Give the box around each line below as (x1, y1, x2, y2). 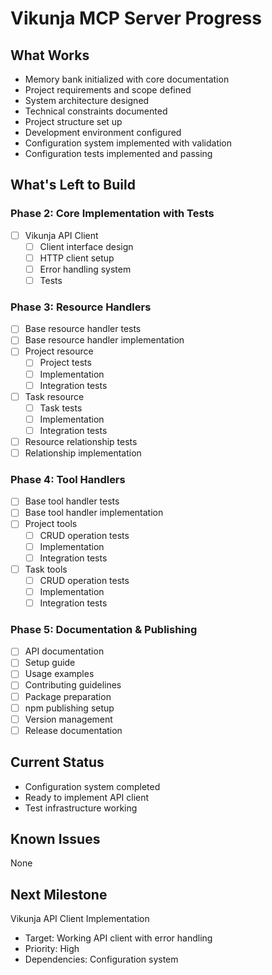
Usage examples (24, 668, 95, 680)
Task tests (39, 402, 83, 414)
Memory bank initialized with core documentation (24, 73, 230, 85)
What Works (10, 47, 90, 64)
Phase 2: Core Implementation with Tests (10, 207, 215, 221)
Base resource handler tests (24, 323, 142, 335)
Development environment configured (24, 127, 182, 138)
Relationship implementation (24, 447, 142, 459)
